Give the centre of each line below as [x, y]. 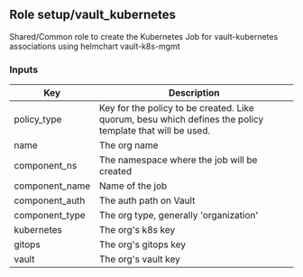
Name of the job [133, 186]
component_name [52, 186]
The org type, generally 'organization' [179, 216]
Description [194, 93]
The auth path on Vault [147, 200]
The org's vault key [139, 259]
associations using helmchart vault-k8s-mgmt [95, 46]
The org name [129, 145]
